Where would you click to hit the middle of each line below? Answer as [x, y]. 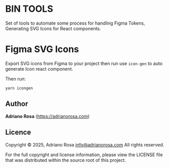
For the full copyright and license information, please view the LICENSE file [84, 155]
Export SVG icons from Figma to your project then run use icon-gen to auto [84, 63]
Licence [18, 132]
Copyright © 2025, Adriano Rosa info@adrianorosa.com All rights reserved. [85, 144]
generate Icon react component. [39, 69]
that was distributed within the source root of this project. [66, 160]
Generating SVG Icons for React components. [53, 28]
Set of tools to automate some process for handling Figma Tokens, [75, 23]
